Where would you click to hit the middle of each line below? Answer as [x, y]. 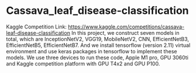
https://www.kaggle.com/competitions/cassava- [126, 27]
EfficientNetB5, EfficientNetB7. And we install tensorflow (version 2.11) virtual [98, 45]
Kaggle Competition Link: [37, 27]
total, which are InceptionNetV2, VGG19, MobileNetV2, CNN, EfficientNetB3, [97, 39]
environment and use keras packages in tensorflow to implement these [92, 51]
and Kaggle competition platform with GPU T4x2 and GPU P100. [83, 63]
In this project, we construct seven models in [125, 32]
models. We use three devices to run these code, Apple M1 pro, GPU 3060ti [97, 57]
